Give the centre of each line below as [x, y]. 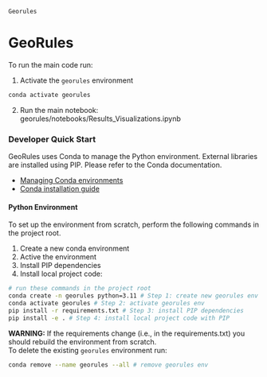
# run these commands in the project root [80, 289]
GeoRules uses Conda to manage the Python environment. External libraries [133, 157]
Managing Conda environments [71, 181]
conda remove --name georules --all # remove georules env [108, 365]
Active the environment [58, 257]
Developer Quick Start [52, 139]
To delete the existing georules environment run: [88, 350]
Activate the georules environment [77, 80]
